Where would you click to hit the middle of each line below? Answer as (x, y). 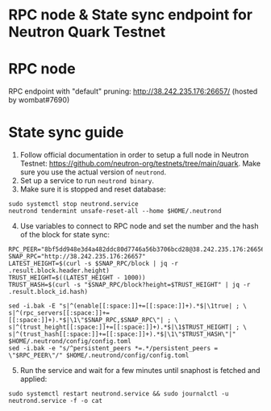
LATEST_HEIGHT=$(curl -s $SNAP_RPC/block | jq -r (94, 264)
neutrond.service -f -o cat (56, 401)
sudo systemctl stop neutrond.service (73, 204)
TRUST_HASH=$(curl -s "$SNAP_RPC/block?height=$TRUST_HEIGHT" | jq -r (129, 285)
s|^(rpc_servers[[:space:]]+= (59, 313)
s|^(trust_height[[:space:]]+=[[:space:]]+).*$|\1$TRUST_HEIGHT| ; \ (128, 327)
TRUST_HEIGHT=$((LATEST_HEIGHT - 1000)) (77, 278)
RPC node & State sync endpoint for (130, 15)
